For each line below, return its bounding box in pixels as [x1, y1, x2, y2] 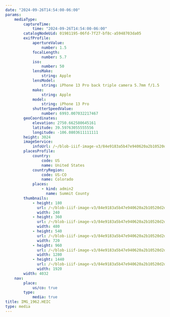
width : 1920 [37, 266, 62, 271]
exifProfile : [23, 36, 51, 41]
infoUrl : [32, 144, 51, 149]
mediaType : [14, 17, 37, 22]
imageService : [23, 139, 53, 144]
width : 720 [37, 238, 60, 243]
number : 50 [41, 64, 65, 69]
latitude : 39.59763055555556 [32, 125, 94, 130]
